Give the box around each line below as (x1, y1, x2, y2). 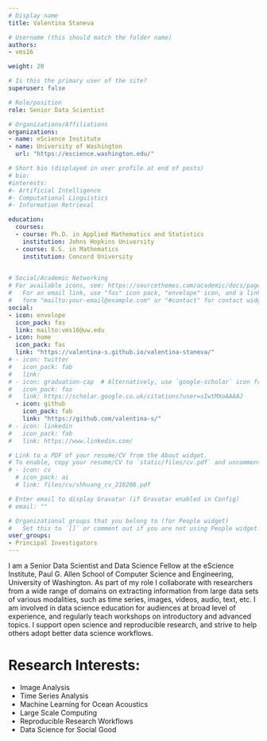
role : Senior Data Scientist (8, 106, 105, 114)
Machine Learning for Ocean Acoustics (19, 699, 149, 708)
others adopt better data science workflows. (8, 629, 153, 638)
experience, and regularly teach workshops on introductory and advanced (8, 611, 252, 621)
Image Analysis (19, 682, 70, 692)
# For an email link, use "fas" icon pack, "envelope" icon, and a (8, 289, 244, 297)
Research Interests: (8, 657, 141, 674)
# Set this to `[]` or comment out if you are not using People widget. (8, 524, 261, 533)
